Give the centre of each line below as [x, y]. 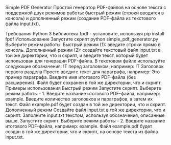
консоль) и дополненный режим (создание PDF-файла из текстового [81, 18]
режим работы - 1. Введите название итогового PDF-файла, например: [83, 94]
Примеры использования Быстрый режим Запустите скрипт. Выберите [83, 88]
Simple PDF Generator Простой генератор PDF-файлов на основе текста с [86, 7]
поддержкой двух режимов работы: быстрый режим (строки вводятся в [85, 13]
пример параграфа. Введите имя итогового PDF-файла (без [71, 77]
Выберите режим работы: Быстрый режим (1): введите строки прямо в [83, 45]
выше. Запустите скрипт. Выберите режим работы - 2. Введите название [85, 121]
